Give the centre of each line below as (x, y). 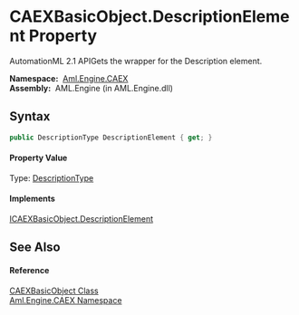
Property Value (39, 158)
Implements (33, 199)
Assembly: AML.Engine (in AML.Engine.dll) (92, 88)
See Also (35, 248)
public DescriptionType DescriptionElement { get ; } (111, 138)
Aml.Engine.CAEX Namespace (66, 300)
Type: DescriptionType (52, 177)
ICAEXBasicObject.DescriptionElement (82, 219)
